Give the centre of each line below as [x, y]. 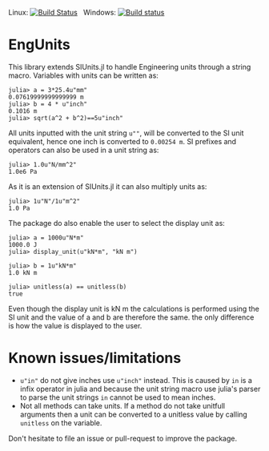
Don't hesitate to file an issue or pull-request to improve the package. [123, 438]
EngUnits [39, 45]
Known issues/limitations [95, 358]
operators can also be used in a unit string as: [84, 150]
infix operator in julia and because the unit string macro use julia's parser [140, 389]
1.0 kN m [23, 272]
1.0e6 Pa [23, 171]
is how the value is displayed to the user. [75, 325]
